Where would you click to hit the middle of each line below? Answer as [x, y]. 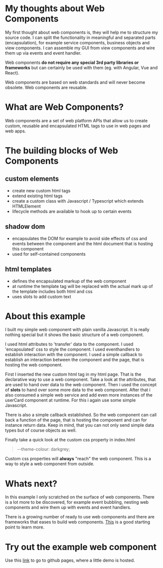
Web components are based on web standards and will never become [75, 82]
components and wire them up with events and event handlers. [68, 508]
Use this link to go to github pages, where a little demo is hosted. [70, 560]
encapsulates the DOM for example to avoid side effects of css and [80, 238]
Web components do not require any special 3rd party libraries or [72, 62]
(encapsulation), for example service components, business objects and [77, 42]
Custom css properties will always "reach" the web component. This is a [78, 459]
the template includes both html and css [52, 291]
